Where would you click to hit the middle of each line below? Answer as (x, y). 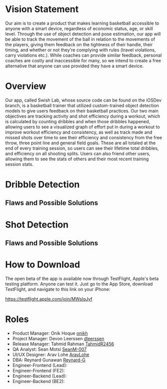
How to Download (43, 265)
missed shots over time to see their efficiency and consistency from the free (84, 137)
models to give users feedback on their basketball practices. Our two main (82, 111)
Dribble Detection (42, 185)
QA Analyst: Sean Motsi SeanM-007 (49, 349)
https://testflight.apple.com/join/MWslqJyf (49, 299)
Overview (26, 86)
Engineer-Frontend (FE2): (38, 370)
